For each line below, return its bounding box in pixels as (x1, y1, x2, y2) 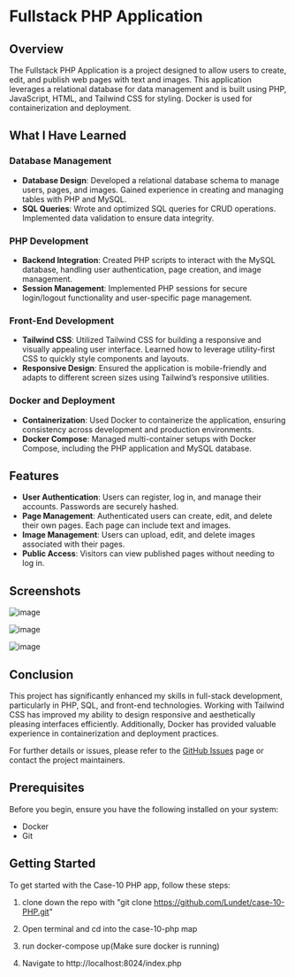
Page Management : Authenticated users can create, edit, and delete (21, 511, 273, 522)
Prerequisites (9, 780, 85, 795)
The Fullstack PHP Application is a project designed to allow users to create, (9, 65, 287, 75)
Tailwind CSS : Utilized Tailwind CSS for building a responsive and (21, 335, 262, 345)
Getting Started (9, 857, 96, 872)
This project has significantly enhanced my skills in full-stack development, (9, 691, 283, 702)
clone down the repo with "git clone (21, 896, 153, 907)
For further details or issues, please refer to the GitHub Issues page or (9, 746, 264, 756)
